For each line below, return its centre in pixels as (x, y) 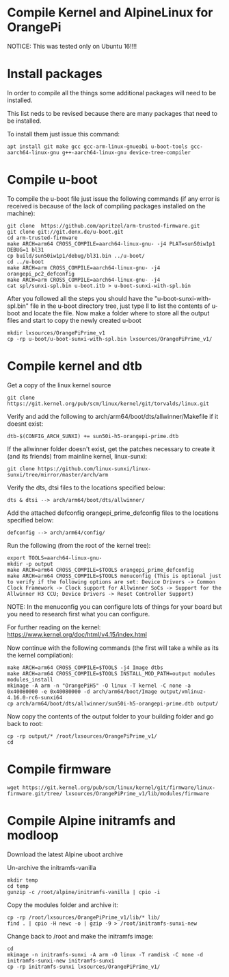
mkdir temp (23, 880)
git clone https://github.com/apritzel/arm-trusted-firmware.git (104, 226)
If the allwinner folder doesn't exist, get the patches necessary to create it (111, 449)
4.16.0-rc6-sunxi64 (35, 697)
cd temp (18, 886)
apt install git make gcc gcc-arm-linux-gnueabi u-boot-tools (97, 146)
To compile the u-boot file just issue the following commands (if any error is (113, 198)
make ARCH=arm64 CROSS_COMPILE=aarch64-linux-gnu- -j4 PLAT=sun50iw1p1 (111, 244)
